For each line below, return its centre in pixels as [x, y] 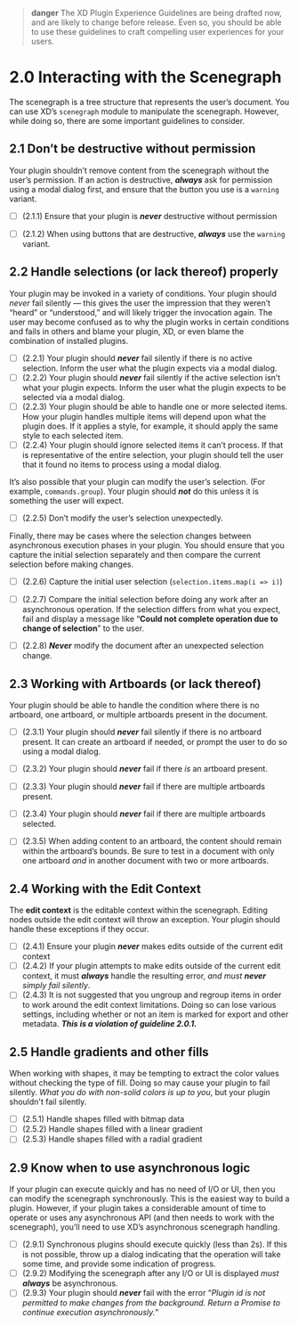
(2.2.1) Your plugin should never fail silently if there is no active [137, 358]
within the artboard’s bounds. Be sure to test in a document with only [148, 851]
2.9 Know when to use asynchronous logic [130, 1168]
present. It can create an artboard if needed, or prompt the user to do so [154, 742]
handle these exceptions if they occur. [79, 929]
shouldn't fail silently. [48, 1102]
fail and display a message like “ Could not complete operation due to [150, 619]
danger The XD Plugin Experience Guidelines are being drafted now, [156, 13]
